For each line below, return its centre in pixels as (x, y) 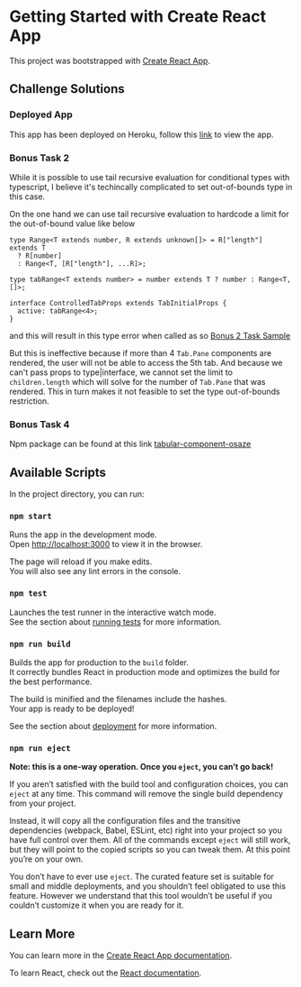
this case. (27, 196)
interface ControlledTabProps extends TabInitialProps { (118, 303)
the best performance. (51, 681)
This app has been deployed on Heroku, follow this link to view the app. (142, 134)
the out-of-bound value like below (72, 224)
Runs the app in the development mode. (83, 535)
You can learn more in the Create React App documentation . (121, 955)
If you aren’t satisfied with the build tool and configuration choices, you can (149, 784)
